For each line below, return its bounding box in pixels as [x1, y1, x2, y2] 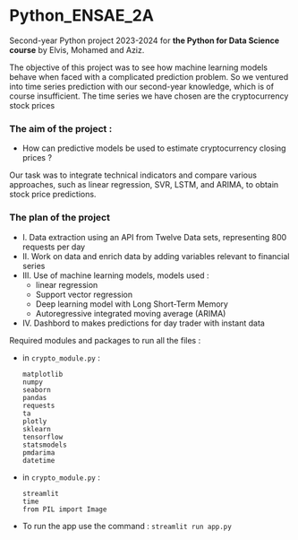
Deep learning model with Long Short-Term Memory [35, 298, 228, 309]
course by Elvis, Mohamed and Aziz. [9, 44, 145, 55]
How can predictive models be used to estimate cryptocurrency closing [21, 143, 286, 153]
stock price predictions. [9, 189, 97, 200]
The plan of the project [9, 212, 110, 224]
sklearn [21, 424, 51, 433]
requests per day [21, 241, 86, 252]
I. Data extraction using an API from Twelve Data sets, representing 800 [21, 231, 287, 242]
